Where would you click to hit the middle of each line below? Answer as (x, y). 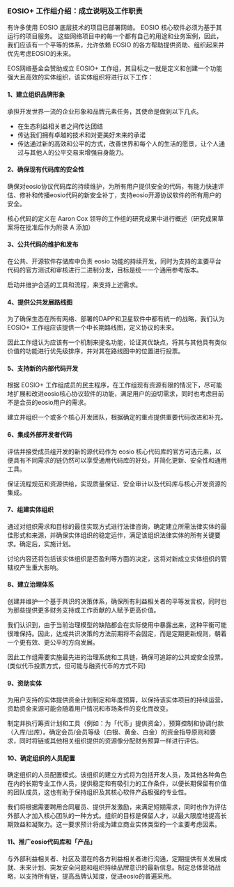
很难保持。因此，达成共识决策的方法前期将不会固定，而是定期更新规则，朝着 (117, 633)
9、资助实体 (25, 683)
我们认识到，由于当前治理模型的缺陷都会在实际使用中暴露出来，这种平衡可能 (117, 624)
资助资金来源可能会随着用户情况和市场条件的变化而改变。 (89, 709)
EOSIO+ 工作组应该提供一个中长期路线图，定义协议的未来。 (93, 327)
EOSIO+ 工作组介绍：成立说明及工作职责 (75, 10)
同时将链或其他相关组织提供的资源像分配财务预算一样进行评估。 (111, 741)
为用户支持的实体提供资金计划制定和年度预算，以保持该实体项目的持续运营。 (117, 700)
